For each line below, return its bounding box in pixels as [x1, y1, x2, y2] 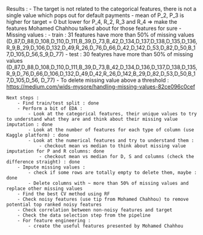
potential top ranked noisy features [6, 201, 102, 208]
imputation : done [6, 121, 53, 128]
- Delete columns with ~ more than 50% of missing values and [28, 180, 189, 186]
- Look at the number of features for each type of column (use [28, 127, 194, 133]
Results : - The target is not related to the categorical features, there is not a [6, 5, 196, 12]
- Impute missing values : [17, 164, 86, 170]
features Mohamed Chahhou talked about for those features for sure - [6, 24, 182, 32]
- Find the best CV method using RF [17, 191, 111, 197]
